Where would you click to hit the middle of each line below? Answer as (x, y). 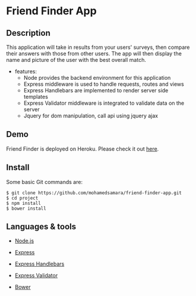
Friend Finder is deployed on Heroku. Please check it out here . (83, 149)
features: (26, 71)
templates (36, 97)
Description (28, 33)
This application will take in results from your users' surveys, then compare (98, 47)
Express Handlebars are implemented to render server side (96, 90)
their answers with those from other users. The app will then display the (94, 54)
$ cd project (22, 198)
